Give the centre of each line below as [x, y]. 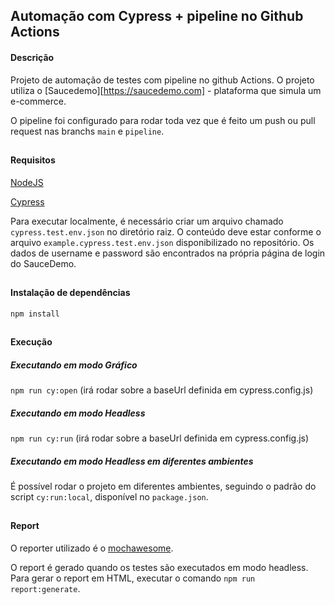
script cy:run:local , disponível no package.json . [109, 496]
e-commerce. [38, 101]
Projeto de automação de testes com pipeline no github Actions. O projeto [162, 80]
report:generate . [45, 588]
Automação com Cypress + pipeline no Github [157, 16]
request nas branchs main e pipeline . [87, 131]
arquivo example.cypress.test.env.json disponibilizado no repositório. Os [162, 242]
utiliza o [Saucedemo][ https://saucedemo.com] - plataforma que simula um [166, 90]
